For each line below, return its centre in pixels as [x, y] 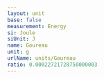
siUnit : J [21, 39]
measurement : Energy [37, 26]
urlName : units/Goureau [42, 58]
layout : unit [26, 13]
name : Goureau [28, 45]
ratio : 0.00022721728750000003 [52, 65]
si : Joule [21, 33]
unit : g [18, 52]
